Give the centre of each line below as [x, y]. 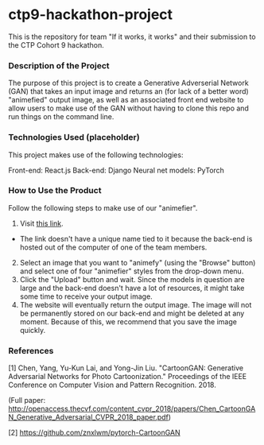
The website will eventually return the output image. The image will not [136, 304]
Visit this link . [41, 223]
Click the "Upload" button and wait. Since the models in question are [132, 279]
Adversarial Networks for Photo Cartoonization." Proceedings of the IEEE [128, 377]
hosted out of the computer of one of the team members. [113, 247]
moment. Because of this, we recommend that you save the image [128, 321]
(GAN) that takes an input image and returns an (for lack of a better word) [128, 91]
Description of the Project [59, 65]
